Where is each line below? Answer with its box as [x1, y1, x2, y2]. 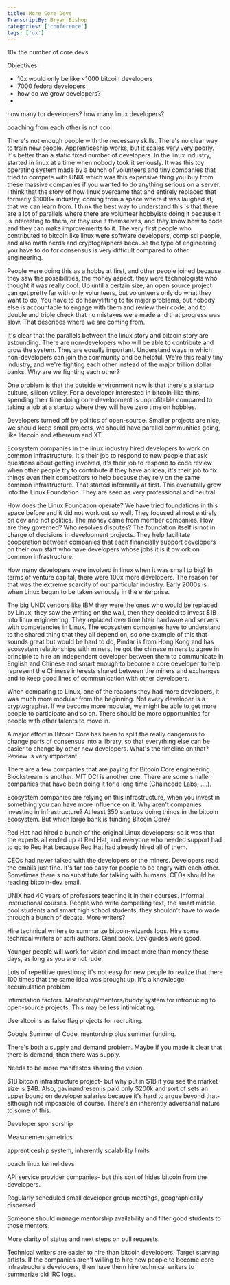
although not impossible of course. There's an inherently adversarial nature [7, 1099, 220, 1108]
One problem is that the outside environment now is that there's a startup [7, 381, 214, 389]
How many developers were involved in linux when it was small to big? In [7, 566, 213, 574]
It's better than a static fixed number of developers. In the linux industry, [7, 151, 211, 160]
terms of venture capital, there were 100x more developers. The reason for [7, 573, 218, 582]
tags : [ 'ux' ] [7, 29, 45, 36]
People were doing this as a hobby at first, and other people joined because [7, 267, 222, 275]
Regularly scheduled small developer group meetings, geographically [7, 1194, 204, 1202]
